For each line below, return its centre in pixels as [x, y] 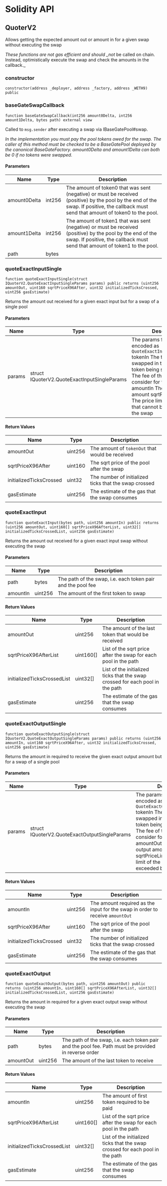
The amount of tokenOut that [123, 448]
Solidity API [30, 9]
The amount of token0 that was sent [108, 188]
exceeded [147, 868]
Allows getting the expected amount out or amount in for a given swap [77, 39]
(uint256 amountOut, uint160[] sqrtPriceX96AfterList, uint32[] [73, 527]
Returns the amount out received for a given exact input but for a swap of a [82, 301]
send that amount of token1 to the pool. [112, 245]
